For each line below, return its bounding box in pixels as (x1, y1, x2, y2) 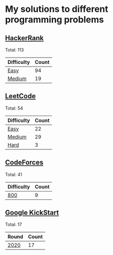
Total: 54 (5, 105, 23, 111)
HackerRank (5, 34, 44, 42)
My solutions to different (5, 3, 109, 15)
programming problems (5, 14, 104, 25)
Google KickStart (5, 208, 59, 217)
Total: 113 (5, 47, 24, 53)
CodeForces (5, 158, 43, 167)
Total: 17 (5, 222, 22, 228)
